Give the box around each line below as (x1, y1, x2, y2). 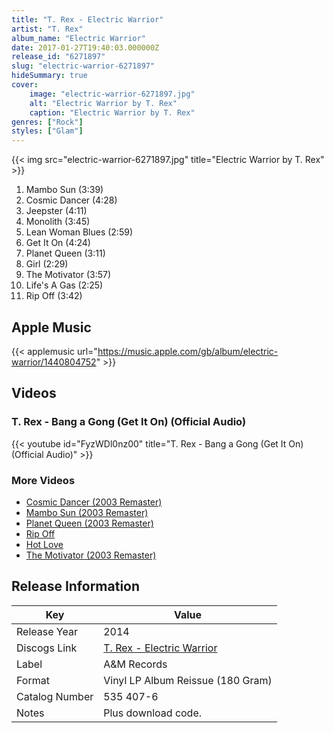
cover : (11, 80, 39, 90)
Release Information (11, 578, 141, 595)
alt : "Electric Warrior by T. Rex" (29, 98, 178, 108)
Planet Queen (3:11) (25, 247, 106, 260)
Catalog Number (16, 689, 94, 703)
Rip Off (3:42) (25, 290, 83, 302)
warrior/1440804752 (11, 356, 97, 368)
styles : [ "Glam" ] (11, 126, 84, 136)
